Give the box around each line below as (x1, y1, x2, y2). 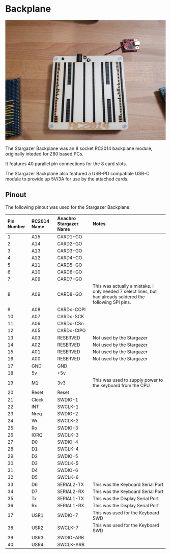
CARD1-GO (57, 233, 82, 239)
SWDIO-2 (57, 411, 78, 417)
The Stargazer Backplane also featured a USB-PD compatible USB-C (5, 170, 150, 176)
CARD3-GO (57, 248, 82, 254)
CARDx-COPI (57, 306, 86, 313)
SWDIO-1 (57, 396, 78, 403)
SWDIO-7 (57, 512, 78, 518)
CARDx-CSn (57, 321, 84, 326)
